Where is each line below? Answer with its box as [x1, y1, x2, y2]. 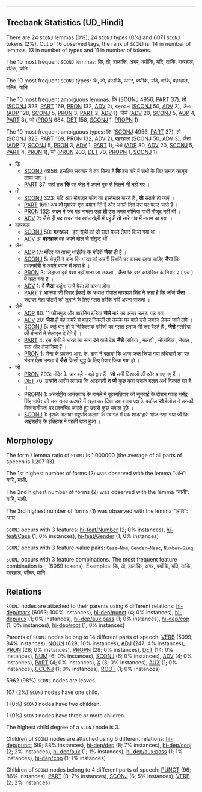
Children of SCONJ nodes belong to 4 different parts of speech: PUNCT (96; [6, 766, 191, 773]
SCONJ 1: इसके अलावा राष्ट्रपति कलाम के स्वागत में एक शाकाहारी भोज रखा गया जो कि [23, 410, 189, 418]
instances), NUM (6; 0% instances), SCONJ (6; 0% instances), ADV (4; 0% [6, 652, 192, 660]
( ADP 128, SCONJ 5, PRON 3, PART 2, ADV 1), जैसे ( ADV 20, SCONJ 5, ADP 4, [6, 109, 196, 116]
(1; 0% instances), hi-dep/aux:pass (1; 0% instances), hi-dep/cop [28, 615, 189, 623]
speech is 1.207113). [6, 458, 56, 465]
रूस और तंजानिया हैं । [23, 343, 67, 350]
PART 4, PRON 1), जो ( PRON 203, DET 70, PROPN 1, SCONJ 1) [6, 148, 158, 155]
